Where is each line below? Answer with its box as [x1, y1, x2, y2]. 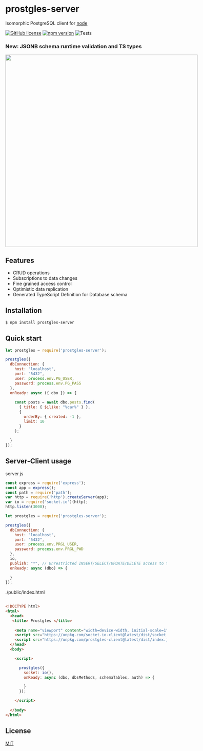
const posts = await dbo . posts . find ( [14, 400, 95, 405]
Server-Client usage [5, 457, 72, 465]
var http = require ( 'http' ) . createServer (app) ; [5, 495, 109, 500]
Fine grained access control [12, 280, 72, 287]
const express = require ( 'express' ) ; [5, 480, 86, 485]
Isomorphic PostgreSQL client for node [5, 20, 88, 26]
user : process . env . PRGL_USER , [14, 542, 79, 547]
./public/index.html [5, 589, 45, 595]
